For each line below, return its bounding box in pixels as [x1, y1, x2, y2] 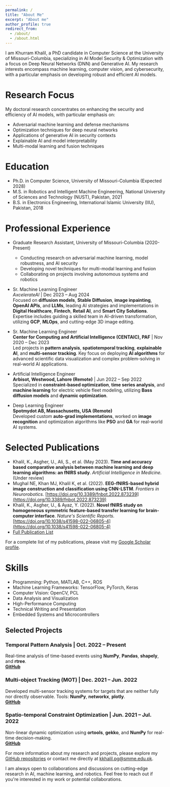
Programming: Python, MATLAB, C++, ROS [12, 579, 103, 585]
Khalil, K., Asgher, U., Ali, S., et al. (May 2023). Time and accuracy [12, 459, 152, 465]
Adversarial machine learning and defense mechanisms [12, 121, 129, 127]
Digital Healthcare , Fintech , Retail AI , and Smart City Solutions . [12, 307, 148, 314]
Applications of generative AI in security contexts [12, 132, 116, 138]
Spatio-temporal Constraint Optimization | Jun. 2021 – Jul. [5, 711, 152, 718]
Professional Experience [5, 222, 111, 234]
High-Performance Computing [12, 600, 77, 606]
